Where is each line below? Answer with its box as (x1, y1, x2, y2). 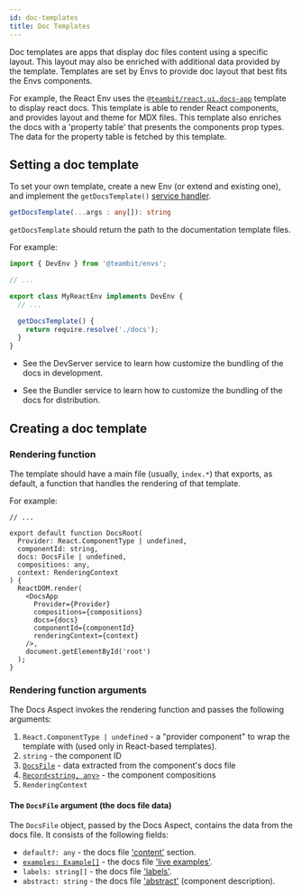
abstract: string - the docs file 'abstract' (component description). (22, 876, 276, 887)
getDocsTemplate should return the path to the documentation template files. (9, 225, 291, 235)
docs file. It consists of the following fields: (9, 829, 169, 840)
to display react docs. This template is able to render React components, (9, 102, 279, 113)
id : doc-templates (9, 13, 78, 23)
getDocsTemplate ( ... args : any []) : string (9, 208, 171, 217)
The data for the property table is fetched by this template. (9, 131, 227, 142)
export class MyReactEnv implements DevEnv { (9, 291, 183, 300)
